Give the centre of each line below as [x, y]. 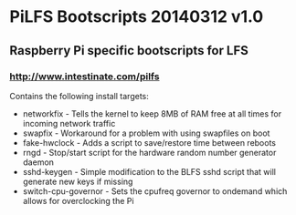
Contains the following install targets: [79, 96]
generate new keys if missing [78, 181]
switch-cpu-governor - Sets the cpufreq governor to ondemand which [155, 191]
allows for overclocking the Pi [78, 200]
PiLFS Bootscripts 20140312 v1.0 [137, 17]
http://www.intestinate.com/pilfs [85, 77]
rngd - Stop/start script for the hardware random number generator [149, 152]
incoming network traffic [69, 123]
